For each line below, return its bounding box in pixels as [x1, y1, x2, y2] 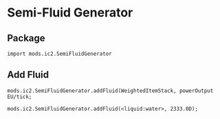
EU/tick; [7, 93, 32, 100]
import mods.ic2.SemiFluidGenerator [7, 50, 112, 57]
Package [7, 32, 46, 44]
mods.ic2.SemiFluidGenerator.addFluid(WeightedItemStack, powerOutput [7, 87, 214, 94]
